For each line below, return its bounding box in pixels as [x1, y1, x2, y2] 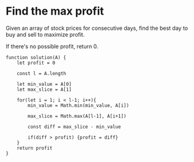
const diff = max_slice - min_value [28, 124, 121, 130]
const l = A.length [17, 70, 67, 77]
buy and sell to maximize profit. [6, 30, 85, 38]
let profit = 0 [17, 60, 56, 66]
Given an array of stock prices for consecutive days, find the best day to [6, 24, 188, 32]
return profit [17, 145, 53, 151]
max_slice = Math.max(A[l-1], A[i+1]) [28, 113, 127, 119]
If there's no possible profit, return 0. [6, 43, 99, 50]
